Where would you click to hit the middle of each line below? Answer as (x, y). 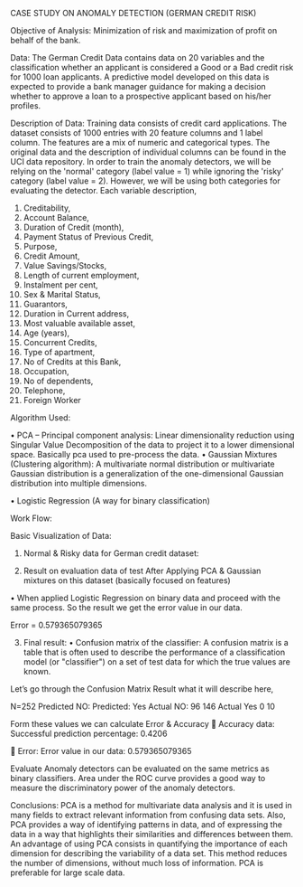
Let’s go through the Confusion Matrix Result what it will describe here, (142, 689)
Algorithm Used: (41, 418)
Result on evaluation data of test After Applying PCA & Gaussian (142, 571)
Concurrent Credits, (60, 342)
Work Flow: (31, 518)
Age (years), (46, 333)
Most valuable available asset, (79, 323)
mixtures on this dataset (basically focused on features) (127, 580)
